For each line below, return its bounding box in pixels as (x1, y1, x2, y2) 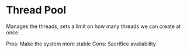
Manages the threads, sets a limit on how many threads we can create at (6, 23, 181, 30)
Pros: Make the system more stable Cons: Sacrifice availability (6, 40, 156, 47)
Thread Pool (6, 3, 67, 17)
